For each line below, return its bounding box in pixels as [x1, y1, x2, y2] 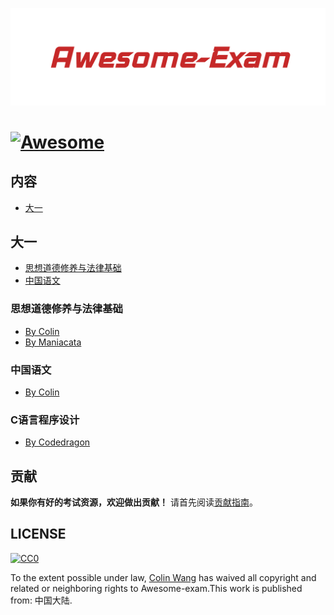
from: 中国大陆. [10, 594, 73, 606]
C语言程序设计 [10, 413, 80, 427]
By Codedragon [24, 436, 91, 448]
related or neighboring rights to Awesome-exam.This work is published [10, 582, 303, 594]
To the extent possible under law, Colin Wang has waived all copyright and [10, 571, 317, 583]
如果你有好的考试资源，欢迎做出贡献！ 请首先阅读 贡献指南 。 [10, 496, 258, 508]
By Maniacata [24, 336, 82, 348]
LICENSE [10, 526, 67, 543]
